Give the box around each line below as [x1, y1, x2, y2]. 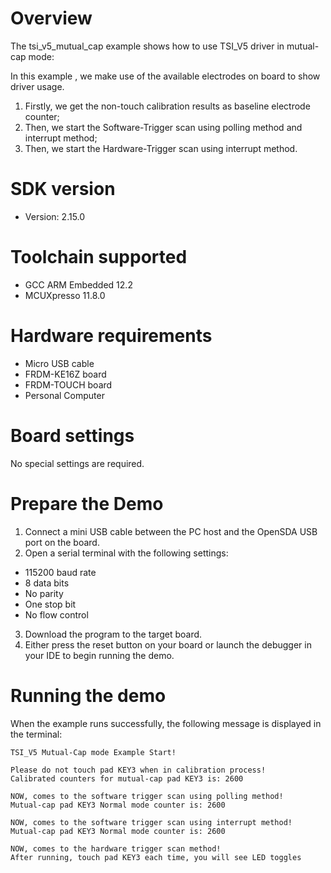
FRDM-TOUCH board [24, 378, 113, 391]
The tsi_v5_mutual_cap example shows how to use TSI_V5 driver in [10, 40, 285, 52]
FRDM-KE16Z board [24, 368, 107, 380]
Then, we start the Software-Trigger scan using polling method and [24, 121, 303, 133]
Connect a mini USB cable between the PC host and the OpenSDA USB [24, 525, 318, 537]
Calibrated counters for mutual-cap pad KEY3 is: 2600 [10, 773, 244, 784]
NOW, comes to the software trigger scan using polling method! [10, 791, 284, 801]
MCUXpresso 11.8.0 [24, 289, 106, 301]
